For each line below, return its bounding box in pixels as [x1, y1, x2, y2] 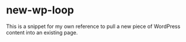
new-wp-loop [6, 3, 75, 17]
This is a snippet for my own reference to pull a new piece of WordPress [6, 23, 181, 30]
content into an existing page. [6, 29, 78, 36]
